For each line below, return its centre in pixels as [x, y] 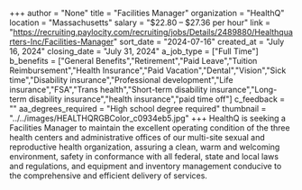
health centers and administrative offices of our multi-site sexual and [137, 137]
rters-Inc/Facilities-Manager [62, 41]
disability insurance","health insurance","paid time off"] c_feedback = [157, 99]
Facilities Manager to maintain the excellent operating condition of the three [150, 128]
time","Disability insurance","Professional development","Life [121, 80]
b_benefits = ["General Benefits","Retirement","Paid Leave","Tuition [133, 61]
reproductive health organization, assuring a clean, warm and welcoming [145, 147]
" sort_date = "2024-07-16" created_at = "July [199, 41]
